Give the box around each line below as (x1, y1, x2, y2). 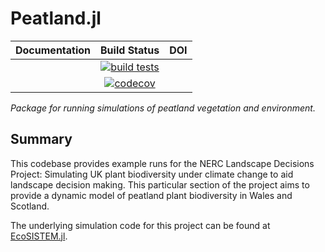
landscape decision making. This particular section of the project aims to (10, 178, 310, 191)
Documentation (15, 43, 92, 57)
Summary (10, 131, 73, 148)
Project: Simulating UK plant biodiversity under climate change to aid (10, 168, 294, 180)
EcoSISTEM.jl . (10, 230, 68, 242)
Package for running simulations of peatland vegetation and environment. (10, 102, 316, 114)
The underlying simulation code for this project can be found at (10, 219, 271, 231)
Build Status (100, 43, 160, 57)
